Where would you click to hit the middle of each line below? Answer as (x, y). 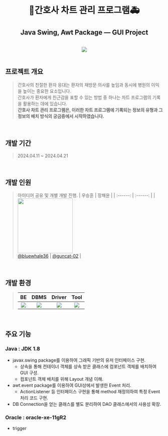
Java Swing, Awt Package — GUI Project (84, 32)
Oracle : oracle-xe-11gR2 (36, 417)
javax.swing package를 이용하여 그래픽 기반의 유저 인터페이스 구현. (79, 360)
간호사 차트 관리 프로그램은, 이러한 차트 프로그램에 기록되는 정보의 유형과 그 (90, 110)
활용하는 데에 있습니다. (45, 103)
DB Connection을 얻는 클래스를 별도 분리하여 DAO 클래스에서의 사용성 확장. (87, 404)
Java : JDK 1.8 (23, 349)
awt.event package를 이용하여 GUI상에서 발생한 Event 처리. (72, 385)
